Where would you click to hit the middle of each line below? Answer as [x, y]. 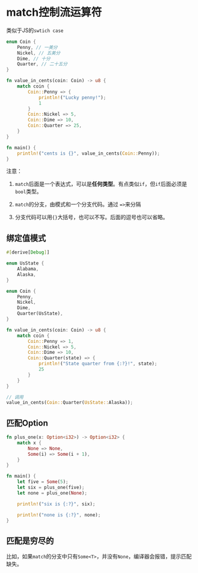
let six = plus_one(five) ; [51, 488]
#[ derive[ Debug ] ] [28, 252]
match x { [29, 443]
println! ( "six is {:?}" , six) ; [56, 504]
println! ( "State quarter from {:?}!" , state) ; [98, 364]
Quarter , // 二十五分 [42, 64]
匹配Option [27, 423]
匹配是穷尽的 [30, 541]
